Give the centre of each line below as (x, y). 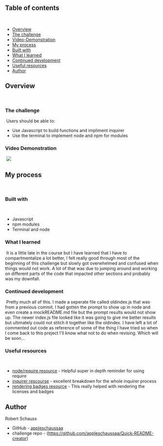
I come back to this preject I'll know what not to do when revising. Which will (82, 333)
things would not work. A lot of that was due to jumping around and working (81, 268)
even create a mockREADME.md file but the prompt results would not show (80, 312)
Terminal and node (31, 230)
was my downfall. (23, 279)
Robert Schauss (21, 419)
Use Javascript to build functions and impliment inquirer (68, 130)
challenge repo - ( (30, 433)
